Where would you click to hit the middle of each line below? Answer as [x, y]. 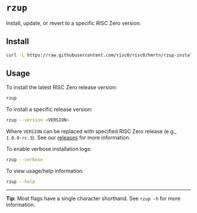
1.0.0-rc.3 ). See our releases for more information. [68, 138]
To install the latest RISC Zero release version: [62, 87]
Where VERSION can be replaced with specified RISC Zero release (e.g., [91, 131]
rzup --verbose [25, 160]
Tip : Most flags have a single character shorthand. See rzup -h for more [93, 198]
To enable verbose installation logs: [49, 149]
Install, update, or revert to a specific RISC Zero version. [74, 23]
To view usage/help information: [45, 171]
